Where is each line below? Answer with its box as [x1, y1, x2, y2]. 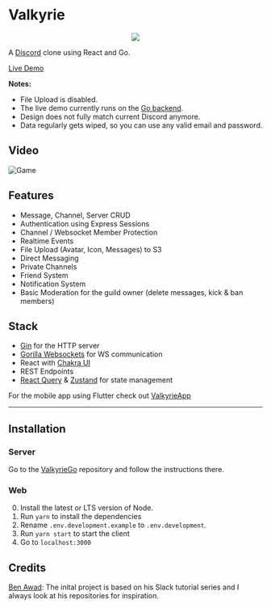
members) [19, 296, 55, 306]
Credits [8, 560, 47, 575]
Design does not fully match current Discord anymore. [19, 112, 201, 121]
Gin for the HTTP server [19, 341, 100, 351]
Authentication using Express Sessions [19, 218, 150, 228]
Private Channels [19, 261, 77, 272]
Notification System [19, 279, 86, 289]
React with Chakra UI [19, 358, 91, 368]
